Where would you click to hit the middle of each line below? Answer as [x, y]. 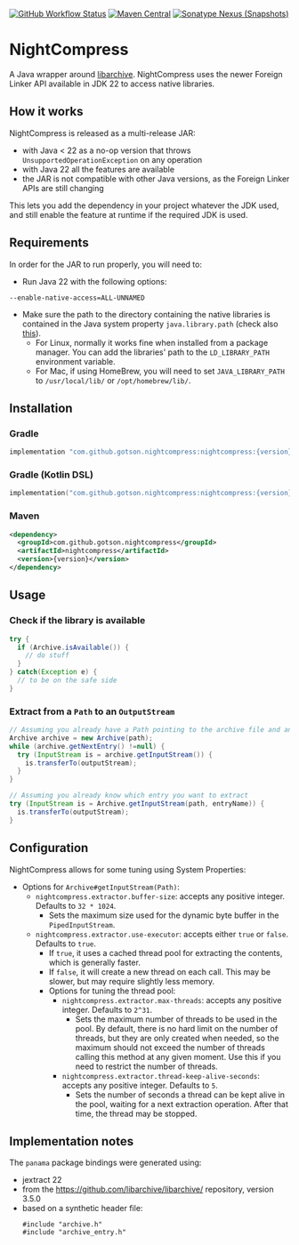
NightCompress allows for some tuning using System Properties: [128, 869]
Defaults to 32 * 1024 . [76, 905]
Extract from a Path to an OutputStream [92, 711]
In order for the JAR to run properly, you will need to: [106, 264]
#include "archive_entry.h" [74, 1233]
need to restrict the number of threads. [146, 1066]
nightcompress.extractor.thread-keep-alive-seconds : [161, 1075]
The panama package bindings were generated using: [105, 1163]
